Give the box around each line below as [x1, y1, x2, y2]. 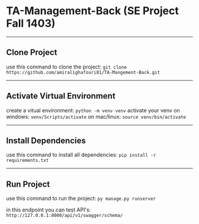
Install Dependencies [6, 135, 86, 145]
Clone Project [6, 47, 57, 57]
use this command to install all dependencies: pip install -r [6, 151, 156, 158]
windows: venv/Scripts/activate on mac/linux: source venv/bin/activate [6, 113, 187, 120]
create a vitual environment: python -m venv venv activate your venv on [6, 106, 181, 113]
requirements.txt [6, 158, 49, 164]
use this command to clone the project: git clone [6, 63, 127, 70]
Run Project [6, 179, 50, 189]
